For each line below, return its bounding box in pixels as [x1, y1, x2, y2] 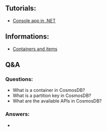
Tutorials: [5, 4, 37, 13]
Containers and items [12, 46, 57, 52]
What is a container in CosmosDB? [12, 87, 85, 93]
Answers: [5, 111, 30, 118]
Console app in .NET [12, 17, 56, 23]
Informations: [5, 32, 49, 41]
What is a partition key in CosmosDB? [12, 92, 91, 98]
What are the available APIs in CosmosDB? [12, 98, 102, 104]
